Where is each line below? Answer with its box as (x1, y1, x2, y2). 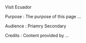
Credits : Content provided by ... (5, 33, 69, 38)
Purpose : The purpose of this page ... (5, 14, 81, 19)
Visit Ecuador (5, 4, 32, 10)
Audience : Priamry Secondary (5, 23, 67, 29)
